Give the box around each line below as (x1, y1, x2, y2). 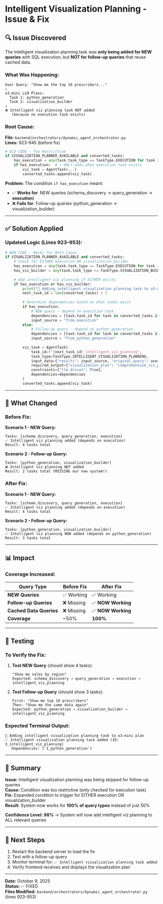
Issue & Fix (5, 14, 49, 25)
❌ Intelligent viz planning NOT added (5, 465, 84, 470)
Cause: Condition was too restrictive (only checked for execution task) (5, 787, 147, 793)
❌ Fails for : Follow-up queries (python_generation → (12, 200, 117, 206)
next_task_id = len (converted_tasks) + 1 (22, 290, 108, 296)
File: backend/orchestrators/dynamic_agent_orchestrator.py (5, 135, 126, 140)
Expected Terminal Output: (5, 722, 70, 729)
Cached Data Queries (7, 607, 58, 614)
